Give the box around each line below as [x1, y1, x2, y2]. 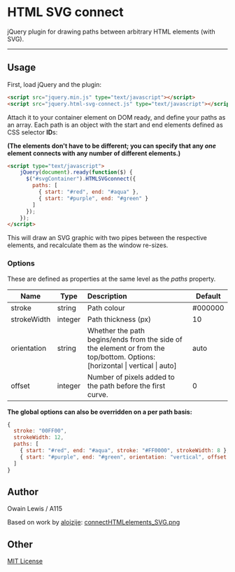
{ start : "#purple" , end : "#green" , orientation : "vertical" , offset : [20, 453, 230, 461]
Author [7, 486, 38, 498]
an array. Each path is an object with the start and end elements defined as [7, 120, 224, 129]
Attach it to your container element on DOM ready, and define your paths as [7, 113, 226, 121]
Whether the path [87, 326, 145, 335]
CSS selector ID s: [7, 127, 58, 137]
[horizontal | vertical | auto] [87, 361, 177, 370]
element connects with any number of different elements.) [7, 148, 181, 158]
